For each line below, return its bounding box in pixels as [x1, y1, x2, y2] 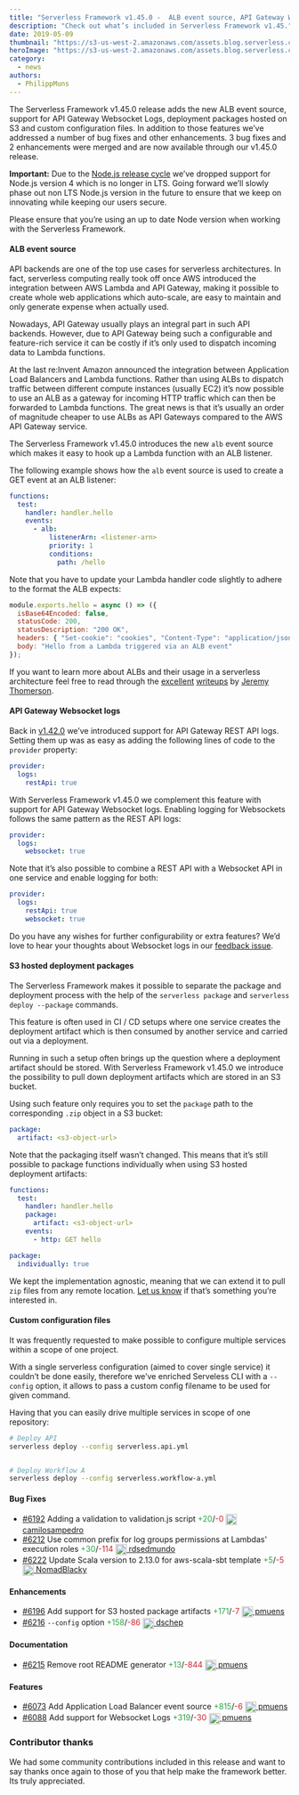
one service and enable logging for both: [9, 873, 158, 883]
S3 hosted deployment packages [9, 961, 134, 971]
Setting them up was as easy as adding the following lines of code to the [9, 735, 276, 746]
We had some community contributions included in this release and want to [9, 1756, 286, 1767]
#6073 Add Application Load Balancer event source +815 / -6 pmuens [21, 1702, 288, 1712]
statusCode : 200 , [17, 617, 82, 626]
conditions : [48, 549, 93, 558]
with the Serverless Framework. [9, 223, 126, 234]
